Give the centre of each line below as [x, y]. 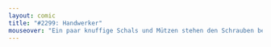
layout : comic [32, 16]
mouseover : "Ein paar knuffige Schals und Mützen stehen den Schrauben [131, 30]
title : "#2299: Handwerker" [56, 23]
